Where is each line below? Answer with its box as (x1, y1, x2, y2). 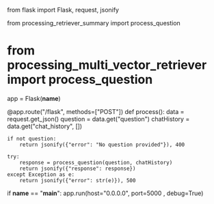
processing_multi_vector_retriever (7, 57, 207, 73)
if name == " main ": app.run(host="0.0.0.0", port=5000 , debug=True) (7, 189, 204, 197)
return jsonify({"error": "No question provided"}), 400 (19, 141, 185, 148)
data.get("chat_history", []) (7, 122, 83, 130)
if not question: (7, 135, 57, 142)
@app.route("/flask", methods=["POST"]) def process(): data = (7, 107, 185, 115)
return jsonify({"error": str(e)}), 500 (19, 177, 136, 184)
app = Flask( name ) (7, 94, 61, 102)
